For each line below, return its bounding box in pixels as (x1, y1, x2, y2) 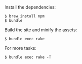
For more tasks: (4, 45, 37, 51)
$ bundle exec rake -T (4, 55, 51, 60)
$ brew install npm (4, 14, 45, 19)
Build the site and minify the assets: (4, 27, 77, 33)
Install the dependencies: (4, 4, 56, 10)
